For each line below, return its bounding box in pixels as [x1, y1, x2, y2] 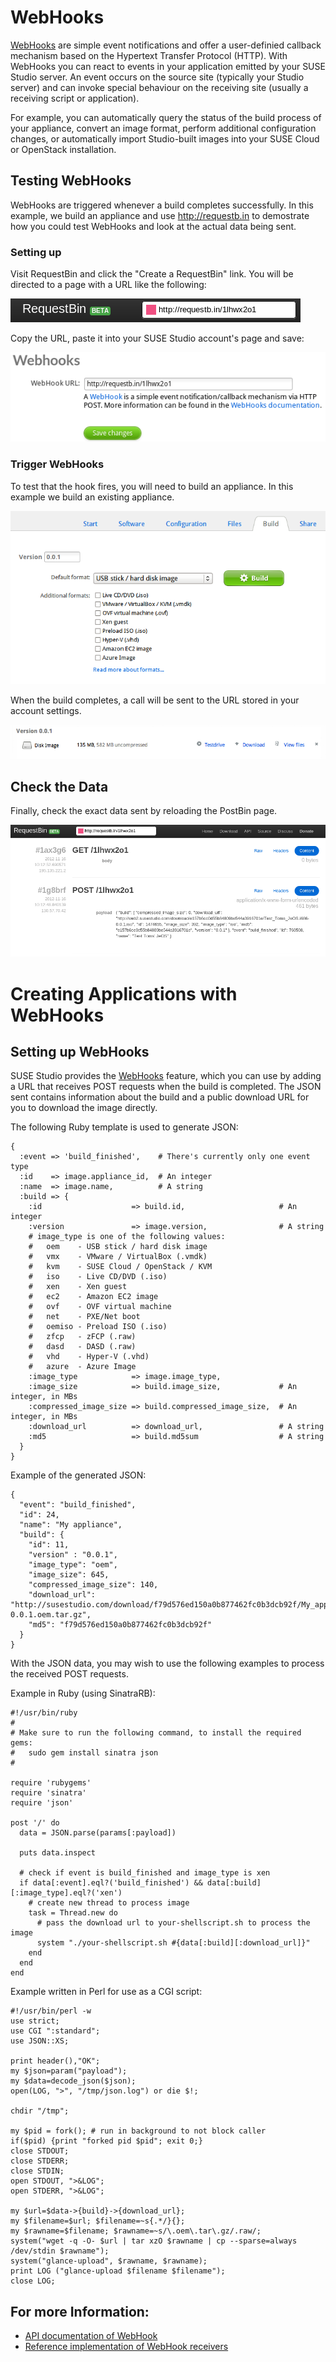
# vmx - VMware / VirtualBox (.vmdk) [28, 1252, 208, 1262]
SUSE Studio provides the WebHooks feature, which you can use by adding [10, 1070, 322, 1082]
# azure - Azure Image [28, 1362, 137, 1372]
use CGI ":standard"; [10, 2026, 101, 2036]
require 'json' [10, 1798, 74, 1808]
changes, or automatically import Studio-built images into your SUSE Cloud [10, 132, 320, 145]
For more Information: [10, 2303, 150, 2320]
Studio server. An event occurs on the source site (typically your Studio [10, 71, 305, 83]
